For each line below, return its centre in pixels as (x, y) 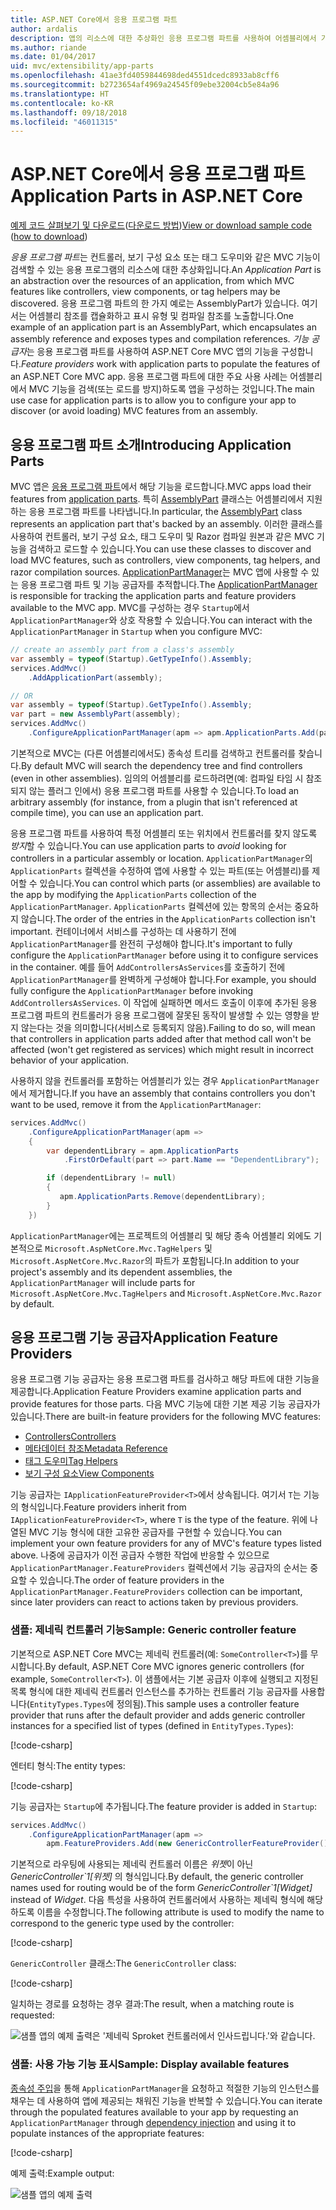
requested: (32, 2015)
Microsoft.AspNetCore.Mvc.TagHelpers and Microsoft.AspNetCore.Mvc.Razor (166, 1293)
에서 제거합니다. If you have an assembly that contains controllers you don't (163, 1093)
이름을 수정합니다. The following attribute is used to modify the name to (180, 1912)
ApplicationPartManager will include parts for (103, 1282)
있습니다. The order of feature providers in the (132, 1580)
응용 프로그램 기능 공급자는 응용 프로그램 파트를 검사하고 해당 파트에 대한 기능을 (165, 1379)
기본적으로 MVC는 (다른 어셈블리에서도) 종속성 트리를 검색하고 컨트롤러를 (153, 753)
